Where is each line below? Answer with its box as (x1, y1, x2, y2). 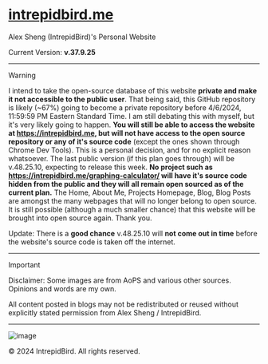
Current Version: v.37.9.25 (8, 47, 96, 57)
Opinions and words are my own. (8, 283, 117, 293)
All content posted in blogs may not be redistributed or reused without (8, 299, 239, 309)
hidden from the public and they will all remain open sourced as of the (8, 179, 244, 188)
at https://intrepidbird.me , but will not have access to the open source (8, 128, 246, 137)
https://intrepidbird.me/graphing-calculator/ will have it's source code (8, 170, 247, 180)
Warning (8, 70, 36, 80)
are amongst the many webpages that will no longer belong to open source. (8, 196, 257, 205)
